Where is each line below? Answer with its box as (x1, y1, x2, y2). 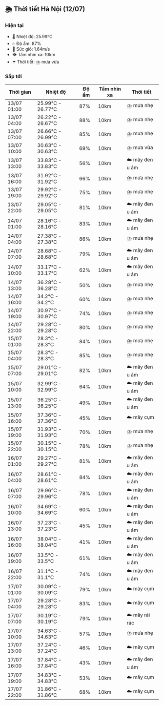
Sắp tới (5, 73, 22, 80)
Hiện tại (5, 22, 24, 29)
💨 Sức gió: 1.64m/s (12, 46, 50, 52)
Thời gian (9, 88, 32, 95)
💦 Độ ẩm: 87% (12, 41, 41, 46)
